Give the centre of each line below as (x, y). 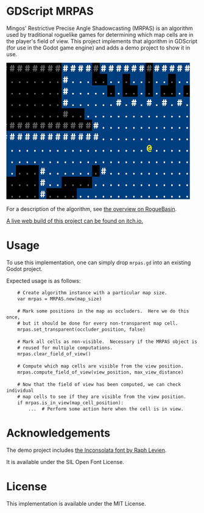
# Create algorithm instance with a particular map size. (92, 293)
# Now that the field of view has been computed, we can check (99, 384)
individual (20, 390)
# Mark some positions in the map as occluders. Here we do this (103, 311)
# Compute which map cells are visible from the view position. (100, 366)
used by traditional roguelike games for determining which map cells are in (100, 34)
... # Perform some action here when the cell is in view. (106, 409)
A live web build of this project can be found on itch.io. (75, 221)
